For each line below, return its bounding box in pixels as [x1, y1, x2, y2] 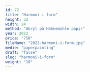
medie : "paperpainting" [5, 45, 56, 50]
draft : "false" [5, 50, 38, 55]
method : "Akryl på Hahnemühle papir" [5, 26, 85, 31]
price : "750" [5, 36, 33, 41]
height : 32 [5, 17, 28, 22]
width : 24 [5, 21, 26, 27]
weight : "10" [5, 59, 33, 64]
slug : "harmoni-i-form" [5, 54, 56, 60]
